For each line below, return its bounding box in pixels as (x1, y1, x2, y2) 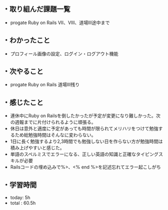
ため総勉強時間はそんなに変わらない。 (14, 132, 96, 138)
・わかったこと (3, 36, 50, 45)
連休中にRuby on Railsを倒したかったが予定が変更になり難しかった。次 (10, 112, 161, 119)
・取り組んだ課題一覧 (3, 5, 70, 14)
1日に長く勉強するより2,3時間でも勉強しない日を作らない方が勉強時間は (10, 138, 163, 145)
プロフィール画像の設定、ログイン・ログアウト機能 (10, 50, 119, 56)
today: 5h (10, 195, 31, 201)
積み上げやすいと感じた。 (10, 145, 65, 151)
